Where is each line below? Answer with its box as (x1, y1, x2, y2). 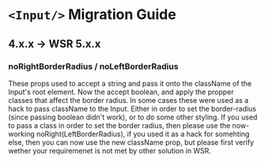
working (8, 129, 36, 138)
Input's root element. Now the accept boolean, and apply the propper (8, 87, 235, 97)
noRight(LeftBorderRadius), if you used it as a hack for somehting (36, 129, 250, 138)
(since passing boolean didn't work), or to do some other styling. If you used (8, 112, 258, 122)
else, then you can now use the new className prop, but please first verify (8, 137, 255, 147)
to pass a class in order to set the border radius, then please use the (8, 120, 231, 130)
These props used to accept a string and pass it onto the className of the (8, 78, 252, 88)
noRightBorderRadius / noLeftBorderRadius (8, 61, 179, 72)
